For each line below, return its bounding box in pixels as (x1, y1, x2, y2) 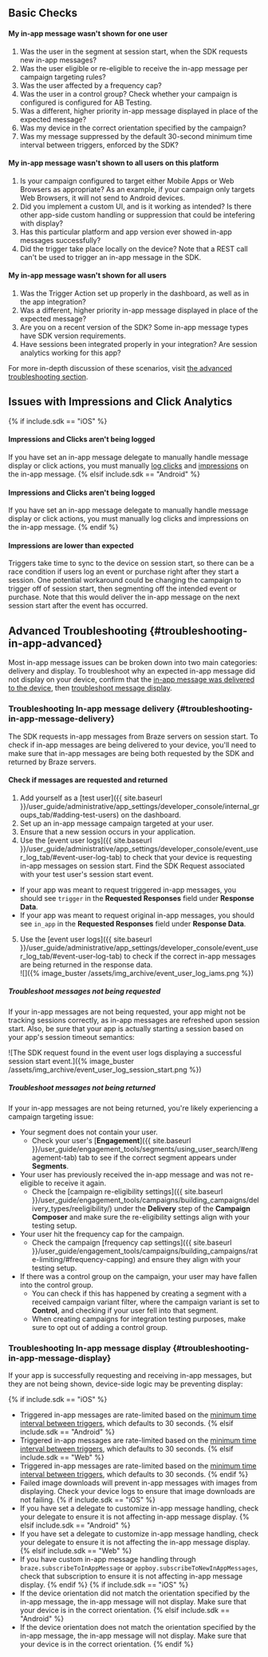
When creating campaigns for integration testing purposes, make (31, 1314, 246, 1324)
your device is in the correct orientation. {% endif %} (19, 1639, 194, 1649)
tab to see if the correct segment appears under (78, 1153, 237, 1162)
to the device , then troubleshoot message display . (8, 683, 173, 693)
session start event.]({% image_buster (8, 1056, 134, 1065)
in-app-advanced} (8, 636, 103, 650)
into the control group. (19, 1280, 94, 1289)
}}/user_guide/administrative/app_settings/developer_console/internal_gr (19, 801, 260, 811)
